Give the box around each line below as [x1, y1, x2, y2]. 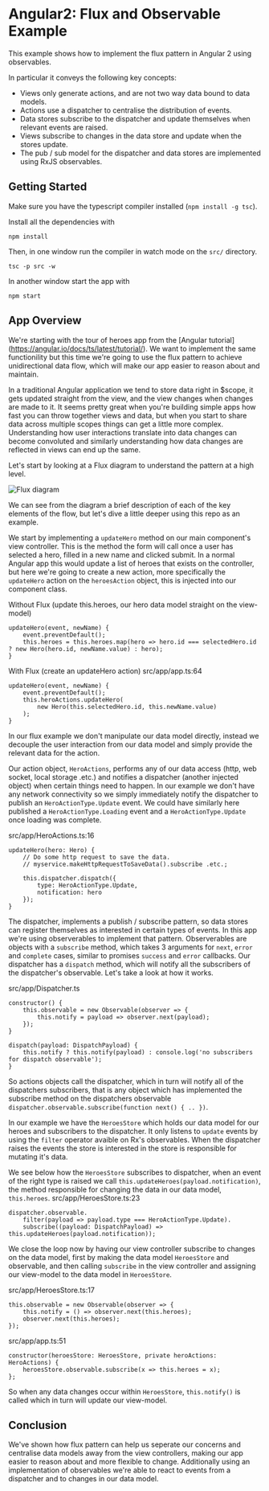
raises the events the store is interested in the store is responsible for [8, 1143, 237, 1153]
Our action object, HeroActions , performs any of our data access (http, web [8, 764, 257, 773]
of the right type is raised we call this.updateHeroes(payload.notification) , [8, 1176, 261, 1185]
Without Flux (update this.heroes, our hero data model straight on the [8, 599, 238, 609]
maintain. [8, 369, 39, 379]
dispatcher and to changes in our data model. [8, 1474, 159, 1484]
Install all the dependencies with [8, 216, 115, 226]
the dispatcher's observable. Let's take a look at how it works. [8, 967, 214, 978]
